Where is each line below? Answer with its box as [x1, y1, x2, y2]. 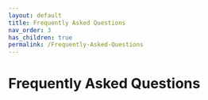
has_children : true [8, 33, 73, 42]
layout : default [8, 11, 62, 20]
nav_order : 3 [8, 26, 52, 34]
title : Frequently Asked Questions [8, 19, 126, 27]
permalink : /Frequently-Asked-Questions [8, 41, 144, 49]
